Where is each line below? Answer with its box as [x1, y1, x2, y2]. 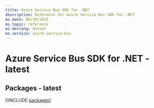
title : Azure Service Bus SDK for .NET [5, 7, 90, 13]
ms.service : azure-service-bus [5, 31, 71, 36]
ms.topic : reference [5, 21, 49, 27]
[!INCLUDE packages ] [5, 97, 51, 103]
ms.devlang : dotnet [5, 26, 47, 31]
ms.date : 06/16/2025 [5, 17, 49, 22]
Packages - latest [5, 84, 62, 92]
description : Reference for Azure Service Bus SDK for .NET [5, 12, 135, 17]
